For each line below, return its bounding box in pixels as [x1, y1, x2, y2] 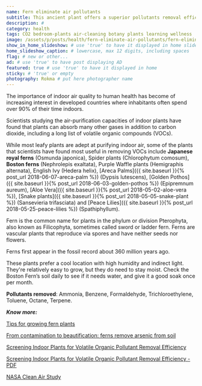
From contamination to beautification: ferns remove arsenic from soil [6, 332, 176, 339]
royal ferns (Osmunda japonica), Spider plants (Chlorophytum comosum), [6, 154, 189, 161]
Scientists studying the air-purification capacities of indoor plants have [6, 117, 182, 124]
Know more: [6, 308, 38, 316]
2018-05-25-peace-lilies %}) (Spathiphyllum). [6, 205, 120, 213]
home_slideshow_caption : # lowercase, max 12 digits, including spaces [6, 48, 189, 54]
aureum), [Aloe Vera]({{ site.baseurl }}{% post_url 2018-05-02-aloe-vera [6, 186, 187, 193]
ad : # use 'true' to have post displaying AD [6, 59, 122, 65]
